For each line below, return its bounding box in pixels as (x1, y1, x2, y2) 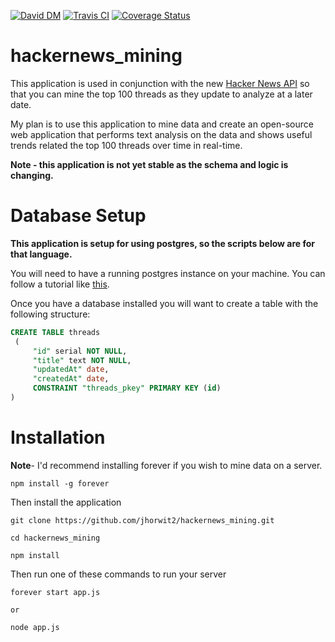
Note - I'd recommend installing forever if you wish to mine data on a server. (10, 459, 323, 471)
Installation (10, 426, 106, 449)
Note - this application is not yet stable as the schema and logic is (10, 158, 289, 170)
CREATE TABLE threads (10, 327, 101, 337)
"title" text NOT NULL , (32, 355, 132, 365)
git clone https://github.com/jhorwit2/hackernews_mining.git (10, 515, 275, 525)
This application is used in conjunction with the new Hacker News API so (10, 77, 310, 89)
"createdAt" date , (32, 374, 110, 384)
